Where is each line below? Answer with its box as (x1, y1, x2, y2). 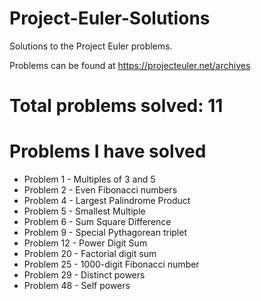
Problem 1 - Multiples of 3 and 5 (23, 173, 156, 186)
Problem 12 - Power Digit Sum (23, 237, 148, 249)
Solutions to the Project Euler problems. (9, 40, 173, 52)
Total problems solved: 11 (9, 95, 224, 117)
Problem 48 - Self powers (23, 280, 131, 292)
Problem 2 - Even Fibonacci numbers (23, 184, 178, 196)
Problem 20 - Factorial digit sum (23, 248, 157, 260)
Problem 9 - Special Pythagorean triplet (23, 227, 187, 239)
